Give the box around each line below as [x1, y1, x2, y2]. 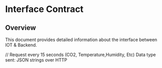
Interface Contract [5, 3, 84, 15]
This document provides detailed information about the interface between [5, 36, 157, 42]
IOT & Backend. [5, 42, 37, 48]
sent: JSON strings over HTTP [5, 57, 67, 63]
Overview [5, 23, 36, 32]
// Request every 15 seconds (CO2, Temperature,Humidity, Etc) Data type [5, 51, 156, 57]
